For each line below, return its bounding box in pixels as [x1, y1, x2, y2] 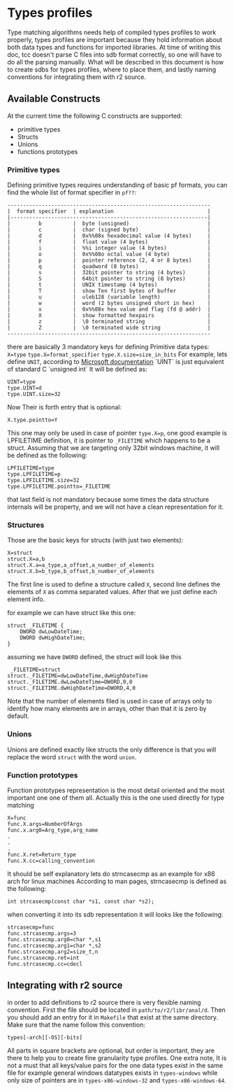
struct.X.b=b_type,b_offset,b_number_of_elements [7, 568, 155, 575]
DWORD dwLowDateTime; [20, 628, 82, 635]
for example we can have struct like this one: [7, 609, 136, 617]
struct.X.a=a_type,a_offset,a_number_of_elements [7, 562, 155, 569]
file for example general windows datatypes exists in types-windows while [7, 1069, 218, 1077]
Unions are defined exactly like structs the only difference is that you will [7, 745, 217, 754]
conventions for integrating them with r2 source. [7, 72, 147, 81]
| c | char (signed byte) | [7, 226, 211, 234]
